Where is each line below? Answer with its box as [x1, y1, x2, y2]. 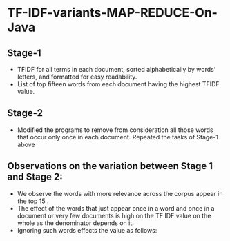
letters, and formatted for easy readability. [17, 73, 137, 81]
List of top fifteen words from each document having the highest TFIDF [17, 80, 220, 88]
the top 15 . [17, 197, 50, 205]
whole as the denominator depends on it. [17, 219, 135, 227]
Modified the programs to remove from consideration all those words [17, 126, 213, 134]
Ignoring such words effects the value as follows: [17, 226, 157, 234]
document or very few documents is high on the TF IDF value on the [17, 211, 211, 220]
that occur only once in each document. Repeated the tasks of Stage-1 [17, 133, 219, 141]
